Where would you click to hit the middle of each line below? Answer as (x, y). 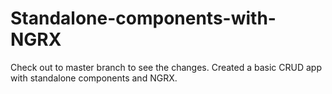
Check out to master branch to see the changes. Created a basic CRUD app (166, 67)
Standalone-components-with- (143, 18)
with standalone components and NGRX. (94, 78)
